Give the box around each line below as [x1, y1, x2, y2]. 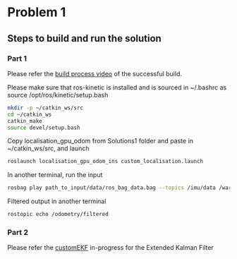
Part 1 [7, 54, 27, 64]
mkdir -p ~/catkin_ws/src [7, 104, 83, 112]
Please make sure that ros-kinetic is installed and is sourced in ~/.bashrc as [7, 83, 227, 92]
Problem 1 [7, 4, 66, 20]
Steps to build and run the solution [7, 32, 162, 44]
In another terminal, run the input [7, 171, 103, 179]
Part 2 [7, 227, 29, 237]
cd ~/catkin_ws [7, 111, 52, 118]
